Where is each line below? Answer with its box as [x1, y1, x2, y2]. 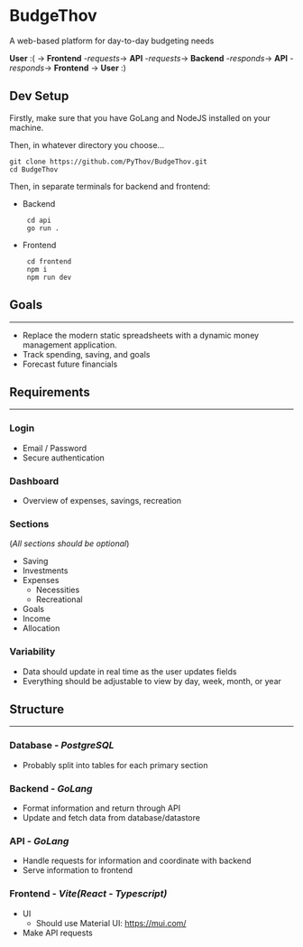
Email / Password [22, 442, 87, 453]
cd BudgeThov [9, 164, 59, 174]
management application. [22, 339, 117, 350]
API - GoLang [9, 834, 69, 847]
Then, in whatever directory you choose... [9, 139, 165, 150]
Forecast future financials [22, 358, 118, 369]
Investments [22, 565, 69, 576]
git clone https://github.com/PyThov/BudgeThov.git [9, 157, 207, 166]
